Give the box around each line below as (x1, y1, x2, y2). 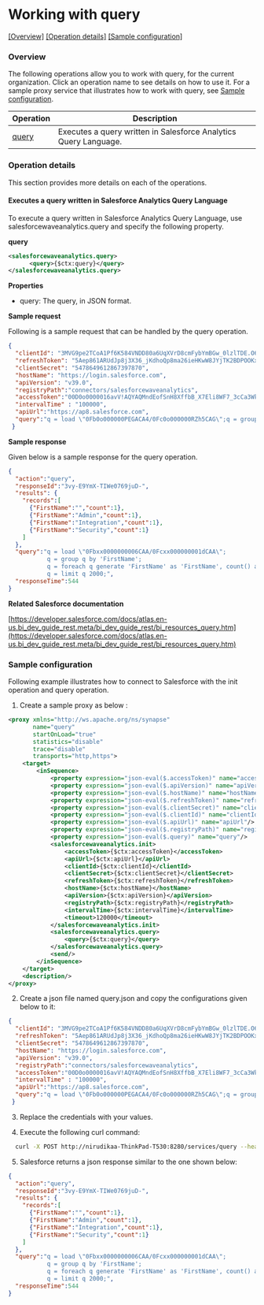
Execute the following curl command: (19, 1127, 140, 1136)
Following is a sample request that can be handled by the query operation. (8, 327, 249, 336)
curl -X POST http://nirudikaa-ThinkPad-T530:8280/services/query (15, 1143, 237, 1151)
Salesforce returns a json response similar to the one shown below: (19, 1157, 238, 1166)
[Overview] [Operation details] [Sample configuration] (8, 32, 183, 41)
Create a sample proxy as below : (19, 701, 128, 710)
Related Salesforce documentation (8, 599, 124, 608)
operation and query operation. (8, 686, 109, 695)
